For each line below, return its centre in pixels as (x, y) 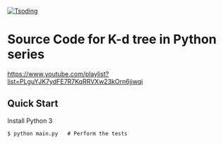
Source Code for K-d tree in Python (112, 40)
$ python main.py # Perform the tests (68, 133)
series (26, 55)
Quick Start (33, 103)
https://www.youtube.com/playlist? (58, 73)
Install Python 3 (30, 121)
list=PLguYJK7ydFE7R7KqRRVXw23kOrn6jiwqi (75, 81)
